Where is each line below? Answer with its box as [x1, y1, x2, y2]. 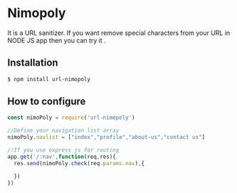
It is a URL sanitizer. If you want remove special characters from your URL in [7, 28, 231, 37]
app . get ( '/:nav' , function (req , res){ [7, 153, 116, 160]
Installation [7, 57, 58, 69]
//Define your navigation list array [7, 127, 120, 135]
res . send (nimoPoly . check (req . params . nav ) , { [14, 160, 144, 167]
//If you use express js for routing [7, 147, 120, 154]
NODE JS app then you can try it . [7, 36, 107, 44]
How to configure [7, 95, 86, 108]
